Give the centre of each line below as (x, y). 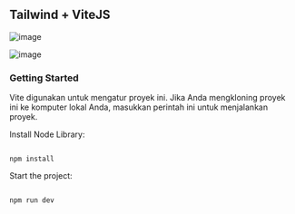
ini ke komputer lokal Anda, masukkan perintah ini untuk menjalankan (139, 107)
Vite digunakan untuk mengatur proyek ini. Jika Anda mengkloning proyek (147, 98)
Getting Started (44, 78)
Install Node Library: (47, 134)
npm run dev (32, 200)
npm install (32, 159)
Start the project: (41, 176)
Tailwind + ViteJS (60, 15)
